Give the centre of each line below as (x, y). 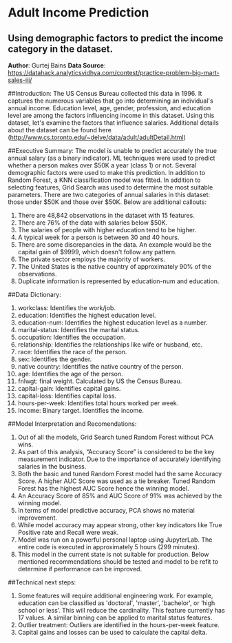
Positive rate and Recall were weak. (68, 532)
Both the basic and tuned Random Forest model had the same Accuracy (120, 474)
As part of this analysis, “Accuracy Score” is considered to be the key (116, 452)
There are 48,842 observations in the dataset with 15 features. (106, 215)
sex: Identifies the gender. (55, 359)
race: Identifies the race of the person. (72, 352)
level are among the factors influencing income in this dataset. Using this (111, 115)
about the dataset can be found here (60, 130)
